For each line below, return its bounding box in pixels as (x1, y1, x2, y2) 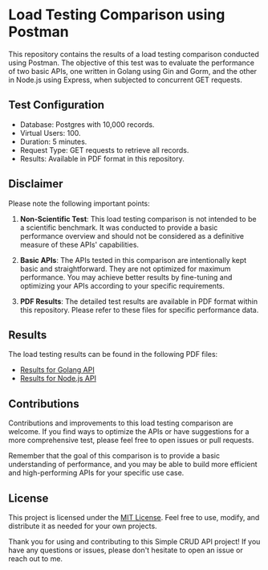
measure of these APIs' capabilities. (19, 240, 139, 249)
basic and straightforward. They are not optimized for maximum (19, 264, 231, 273)
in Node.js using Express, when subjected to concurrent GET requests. (8, 75, 242, 84)
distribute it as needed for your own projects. (8, 521, 158, 531)
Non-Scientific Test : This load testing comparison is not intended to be (19, 214, 257, 223)
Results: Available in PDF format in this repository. (19, 154, 185, 163)
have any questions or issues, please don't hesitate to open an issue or (8, 545, 243, 555)
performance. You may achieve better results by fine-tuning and (19, 272, 233, 282)
